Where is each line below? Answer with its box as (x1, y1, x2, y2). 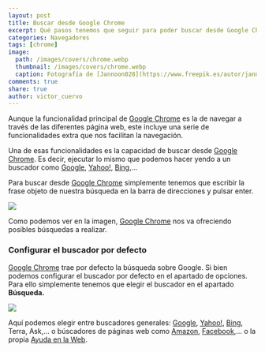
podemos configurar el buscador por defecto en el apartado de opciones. (8, 271, 248, 280)
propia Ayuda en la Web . (8, 335, 88, 344)
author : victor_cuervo (8, 92, 83, 100)
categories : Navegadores (8, 33, 90, 42)
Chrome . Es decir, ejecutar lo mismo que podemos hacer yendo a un (8, 155, 231, 164)
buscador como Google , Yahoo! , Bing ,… (8, 163, 138, 172)
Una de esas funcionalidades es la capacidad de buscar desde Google (8, 146, 238, 155)
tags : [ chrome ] (8, 41, 58, 49)
